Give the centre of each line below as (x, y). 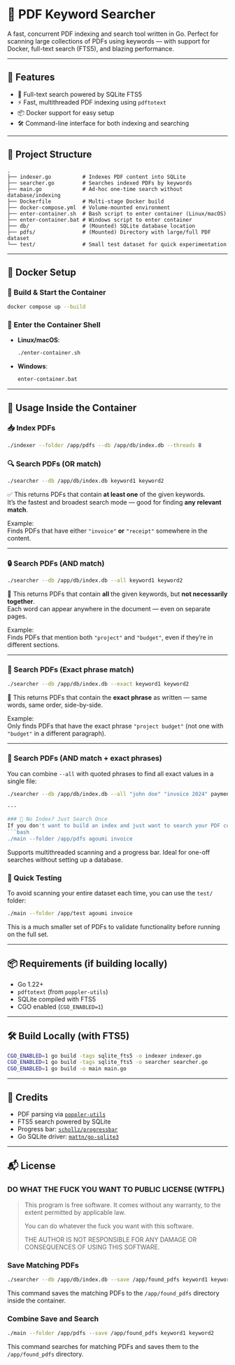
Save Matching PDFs (43, 1265)
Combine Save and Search (53, 1319)
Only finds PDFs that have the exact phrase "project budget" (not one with (115, 726)
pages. (17, 616)
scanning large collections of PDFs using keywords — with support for (109, 41)
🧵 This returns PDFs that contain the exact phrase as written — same (107, 698)
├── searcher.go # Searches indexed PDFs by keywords (100, 183)
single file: (22, 781)
